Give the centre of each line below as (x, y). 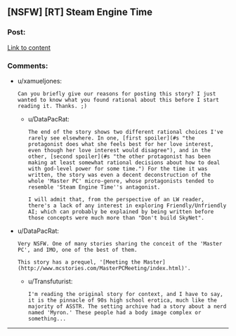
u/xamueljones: (39, 81)
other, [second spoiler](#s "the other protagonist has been (119, 156)
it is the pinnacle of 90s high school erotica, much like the (123, 300)
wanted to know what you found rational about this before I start (118, 100)
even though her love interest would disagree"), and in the (119, 150)
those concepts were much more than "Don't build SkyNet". (116, 217)
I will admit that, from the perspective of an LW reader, (116, 199)
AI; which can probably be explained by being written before (121, 211)
